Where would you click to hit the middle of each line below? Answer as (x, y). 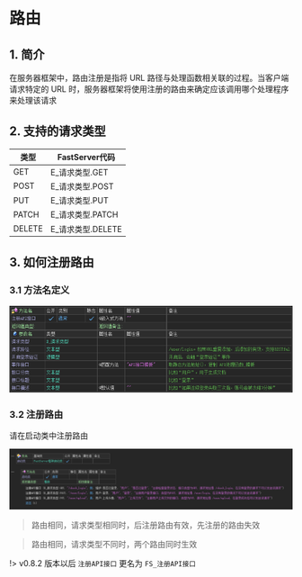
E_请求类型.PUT (80, 201)
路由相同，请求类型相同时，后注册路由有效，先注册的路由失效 (146, 525)
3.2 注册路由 (36, 414)
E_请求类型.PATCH (84, 215)
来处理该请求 (33, 100)
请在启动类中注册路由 (49, 436)
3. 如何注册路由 (52, 262)
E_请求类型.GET (80, 172)
